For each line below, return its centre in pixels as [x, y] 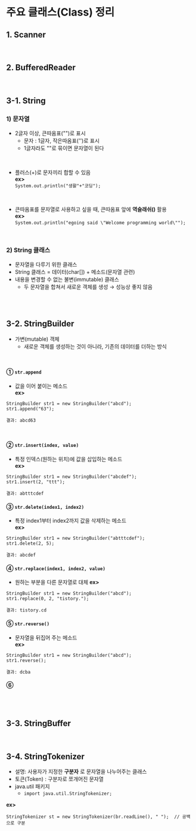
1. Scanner [26, 34]
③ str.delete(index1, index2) [45, 506]
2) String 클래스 [28, 250]
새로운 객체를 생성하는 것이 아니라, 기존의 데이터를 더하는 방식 [95, 346]
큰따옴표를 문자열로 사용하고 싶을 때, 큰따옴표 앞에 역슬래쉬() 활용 [91, 209]
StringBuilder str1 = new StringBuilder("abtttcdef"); [76, 538]
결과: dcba [18, 672]
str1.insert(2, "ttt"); [36, 482]
